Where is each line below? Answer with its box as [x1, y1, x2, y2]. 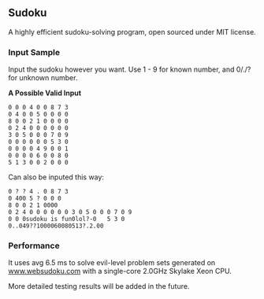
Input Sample [8, 46, 61, 57]
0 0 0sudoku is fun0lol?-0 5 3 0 [8, 216, 125, 223]
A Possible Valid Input [8, 88, 81, 98]
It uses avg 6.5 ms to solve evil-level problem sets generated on [8, 258, 216, 268]
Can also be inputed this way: [8, 172, 105, 182]
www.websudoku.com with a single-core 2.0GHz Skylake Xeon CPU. [8, 267, 232, 276]
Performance [8, 240, 61, 251]
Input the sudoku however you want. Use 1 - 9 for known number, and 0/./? [8, 65, 251, 74]
